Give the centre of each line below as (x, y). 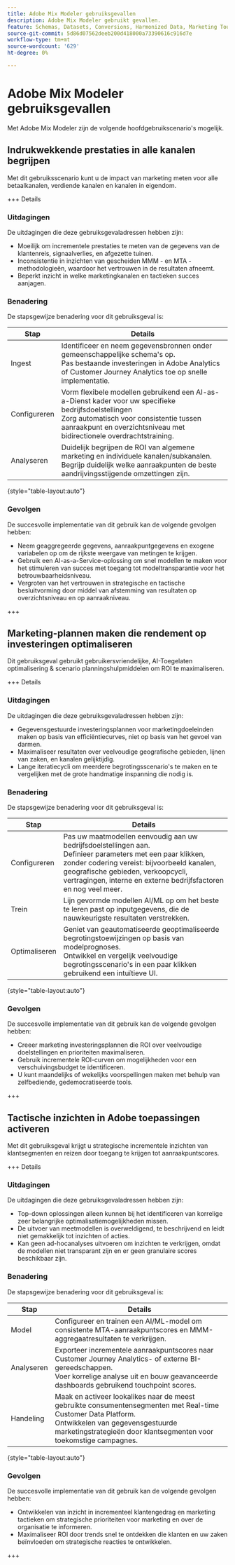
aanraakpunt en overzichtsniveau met (123, 427)
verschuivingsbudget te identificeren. (71, 1067)
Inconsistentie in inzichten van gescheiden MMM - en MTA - (105, 261)
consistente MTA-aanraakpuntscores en (121, 1329)
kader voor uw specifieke (134, 401)
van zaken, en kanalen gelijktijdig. (66, 759)
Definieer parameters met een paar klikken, (134, 854)
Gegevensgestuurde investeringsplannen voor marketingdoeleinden (115, 729)
